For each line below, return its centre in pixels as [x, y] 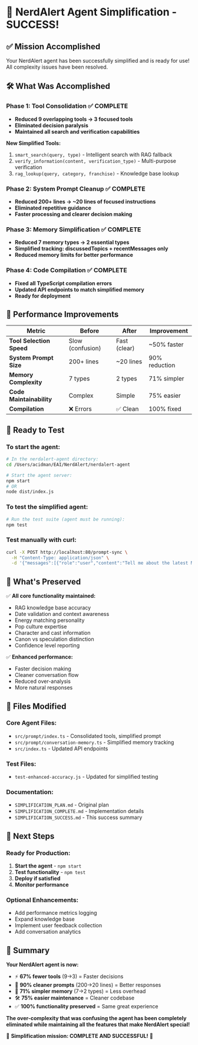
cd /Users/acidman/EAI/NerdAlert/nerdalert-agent [68, 465]
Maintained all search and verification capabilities [77, 131]
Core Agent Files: [32, 723]
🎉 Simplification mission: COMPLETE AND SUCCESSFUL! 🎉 [80, 1036]
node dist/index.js [30, 492]
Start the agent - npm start [48, 866]
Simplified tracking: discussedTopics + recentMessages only [91, 249]
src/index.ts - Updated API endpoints [61, 749]
